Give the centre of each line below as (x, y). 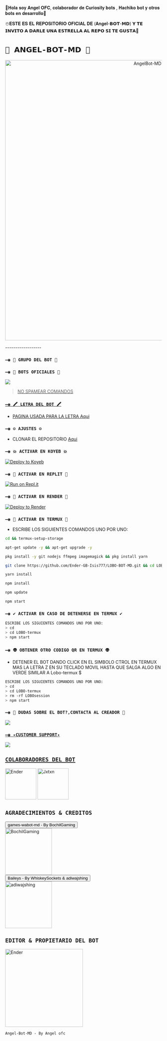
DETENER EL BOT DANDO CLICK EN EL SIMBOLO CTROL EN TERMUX (84, 662)
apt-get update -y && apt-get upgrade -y (49, 547)
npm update (16, 593)
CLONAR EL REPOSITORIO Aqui (45, 439)
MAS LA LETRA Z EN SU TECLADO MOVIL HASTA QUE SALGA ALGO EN (86, 667)
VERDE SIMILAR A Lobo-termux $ (47, 673)
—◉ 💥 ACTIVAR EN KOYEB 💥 (36, 451)
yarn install (19, 575)
